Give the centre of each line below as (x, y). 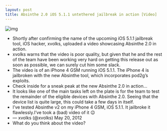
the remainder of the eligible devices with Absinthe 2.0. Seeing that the (85, 96)
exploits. (21, 81)
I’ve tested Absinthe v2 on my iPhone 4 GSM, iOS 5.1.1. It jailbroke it (81, 107)
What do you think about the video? (49, 123)
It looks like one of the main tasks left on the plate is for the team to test (86, 91)
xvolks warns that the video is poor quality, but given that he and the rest (87, 54)
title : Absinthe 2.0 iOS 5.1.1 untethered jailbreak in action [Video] (81, 14)
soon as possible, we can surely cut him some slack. (66, 65)
